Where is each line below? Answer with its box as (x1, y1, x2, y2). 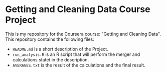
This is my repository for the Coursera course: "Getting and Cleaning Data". (5, 31, 161, 37)
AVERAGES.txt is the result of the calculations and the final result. (12, 62, 145, 68)
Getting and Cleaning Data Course (5, 4, 150, 15)
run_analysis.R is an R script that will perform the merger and (12, 51, 140, 57)
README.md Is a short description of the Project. (12, 46, 109, 52)
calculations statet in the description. (12, 56, 89, 62)
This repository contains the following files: (5, 36, 94, 42)
